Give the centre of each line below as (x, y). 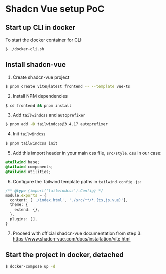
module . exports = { (26, 195)
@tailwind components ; (29, 167)
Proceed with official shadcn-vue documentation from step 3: (77, 233)
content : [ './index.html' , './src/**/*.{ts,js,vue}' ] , (69, 200)
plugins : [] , (24, 219)
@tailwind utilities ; (28, 172)
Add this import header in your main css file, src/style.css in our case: (87, 153)
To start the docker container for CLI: (44, 40)
